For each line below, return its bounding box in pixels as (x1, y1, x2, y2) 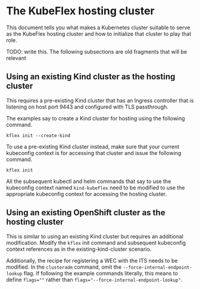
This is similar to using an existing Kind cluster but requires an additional (6, 232, 183, 240)
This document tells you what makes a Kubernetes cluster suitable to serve (6, 24, 190, 31)
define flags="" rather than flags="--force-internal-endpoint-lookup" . (6, 276, 183, 283)
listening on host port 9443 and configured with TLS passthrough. (6, 103, 168, 110)
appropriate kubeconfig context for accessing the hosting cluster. (6, 190, 167, 197)
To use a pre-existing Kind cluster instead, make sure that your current (6, 143, 180, 150)
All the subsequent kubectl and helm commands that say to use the (6, 178, 171, 185)
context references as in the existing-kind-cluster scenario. (6, 246, 152, 253)
